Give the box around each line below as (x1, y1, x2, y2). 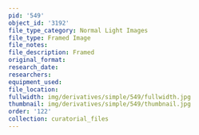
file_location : (8, 85, 59, 94)
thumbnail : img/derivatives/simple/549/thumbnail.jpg (8, 100, 192, 108)
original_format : (8, 56, 66, 64)
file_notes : (8, 41, 48, 49)
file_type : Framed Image (8, 33, 91, 42)
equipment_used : (8, 78, 62, 86)
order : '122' (8, 108, 52, 116)
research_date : (8, 64, 59, 71)
